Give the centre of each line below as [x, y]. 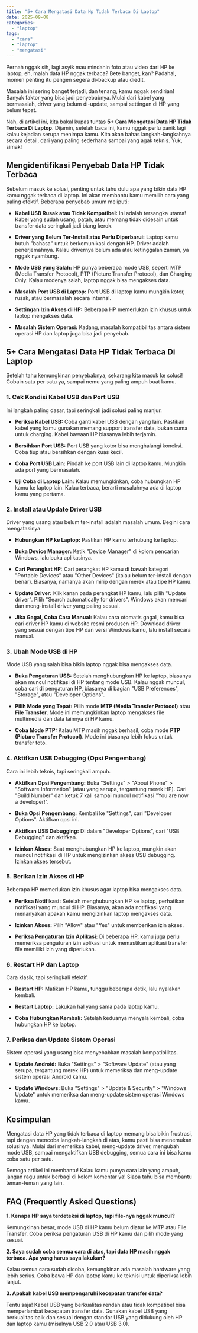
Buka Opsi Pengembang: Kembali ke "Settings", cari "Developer [93, 813]
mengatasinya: [24, 528]
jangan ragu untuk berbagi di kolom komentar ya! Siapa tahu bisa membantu [99, 1177]
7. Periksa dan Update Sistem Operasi [61, 1040]
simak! [14, 146]
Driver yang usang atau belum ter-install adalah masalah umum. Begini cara [98, 522]
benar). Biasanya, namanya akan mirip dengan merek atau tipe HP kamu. [103, 581]
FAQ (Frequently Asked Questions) [72, 1202]
